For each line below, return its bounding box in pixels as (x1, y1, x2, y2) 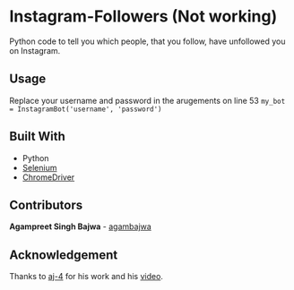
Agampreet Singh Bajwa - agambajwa (9, 221, 152, 232)
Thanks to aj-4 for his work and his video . (9, 271, 164, 282)
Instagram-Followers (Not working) (9, 6, 278, 27)
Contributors (9, 197, 83, 212)
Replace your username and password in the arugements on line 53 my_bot (9, 95, 286, 106)
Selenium (22, 162, 57, 173)
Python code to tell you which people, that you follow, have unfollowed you (9, 36, 286, 47)
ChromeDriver (22, 172, 75, 183)
